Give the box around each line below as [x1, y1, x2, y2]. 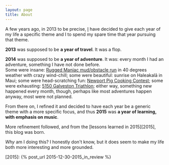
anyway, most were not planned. [5, 94, 73, 100]
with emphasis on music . [5, 114, 59, 120]
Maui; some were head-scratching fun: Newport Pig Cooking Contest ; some [5, 77, 163, 84]
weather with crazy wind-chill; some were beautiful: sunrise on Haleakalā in [5, 72, 163, 78]
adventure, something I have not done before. [5, 61, 100, 67]
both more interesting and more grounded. [5, 144, 94, 150]
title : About [5, 12, 33, 17]
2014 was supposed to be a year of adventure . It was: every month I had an [5, 56, 164, 62]
